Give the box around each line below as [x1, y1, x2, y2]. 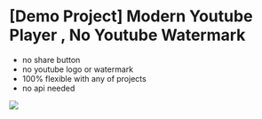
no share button [21, 54, 81, 65]
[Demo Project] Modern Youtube [9, 6, 253, 27]
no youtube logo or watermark [21, 64, 134, 75]
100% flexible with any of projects [21, 73, 147, 83]
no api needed [21, 83, 75, 93]
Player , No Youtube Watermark [9, 25, 246, 45]
